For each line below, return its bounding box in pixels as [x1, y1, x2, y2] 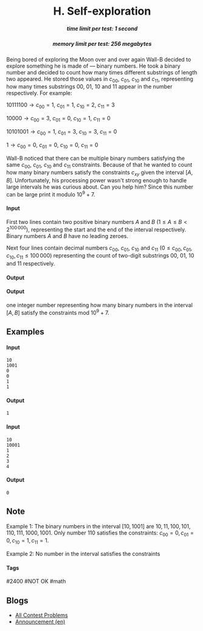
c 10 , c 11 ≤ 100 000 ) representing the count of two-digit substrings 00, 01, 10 [6, 252, 194, 261]
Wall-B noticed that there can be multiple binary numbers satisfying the [6, 154, 185, 162]
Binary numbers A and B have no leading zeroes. [6, 232, 129, 239]
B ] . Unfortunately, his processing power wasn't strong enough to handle [6, 177, 187, 184]
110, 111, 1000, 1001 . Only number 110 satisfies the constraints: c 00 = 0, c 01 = [6, 529, 194, 538]
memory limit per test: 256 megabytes [52, 40, 152, 48]
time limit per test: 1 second [66, 24, 138, 32]
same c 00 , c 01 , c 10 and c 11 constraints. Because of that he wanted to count [6, 160, 193, 170]
